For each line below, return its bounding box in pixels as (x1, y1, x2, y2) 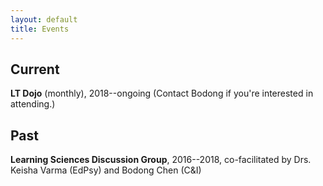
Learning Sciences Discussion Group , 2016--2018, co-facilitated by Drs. (10, 154, 312, 166)
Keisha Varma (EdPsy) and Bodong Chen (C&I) (10, 164, 202, 176)
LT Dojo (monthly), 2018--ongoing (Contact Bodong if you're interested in (10, 87, 314, 100)
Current (10, 61, 60, 78)
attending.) (10, 98, 56, 110)
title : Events (10, 24, 70, 34)
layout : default (10, 14, 78, 25)
